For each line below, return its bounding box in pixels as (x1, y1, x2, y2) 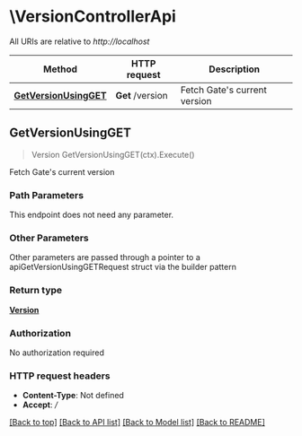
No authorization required (9, 347, 105, 358)
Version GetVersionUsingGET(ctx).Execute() (31, 149, 195, 160)
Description (209, 63, 261, 75)
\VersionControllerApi (9, 6, 177, 27)
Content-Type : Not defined (22, 390, 124, 401)
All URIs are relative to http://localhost (9, 36, 150, 47)
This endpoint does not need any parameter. (9, 209, 173, 221)
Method (43, 63, 78, 75)
